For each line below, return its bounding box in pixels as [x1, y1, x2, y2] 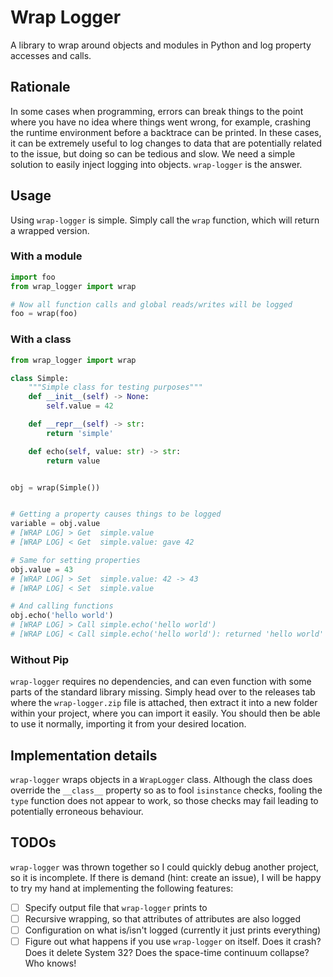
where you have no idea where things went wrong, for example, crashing [10, 116, 312, 128]
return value [46, 456, 101, 466]
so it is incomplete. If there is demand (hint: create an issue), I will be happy [10, 871, 322, 883]
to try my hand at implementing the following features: [10, 882, 234, 894]
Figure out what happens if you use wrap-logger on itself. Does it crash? [24, 936, 322, 948]
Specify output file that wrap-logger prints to [24, 901, 208, 913]
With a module [10, 249, 83, 263]
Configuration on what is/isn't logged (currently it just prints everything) [24, 924, 322, 936]
